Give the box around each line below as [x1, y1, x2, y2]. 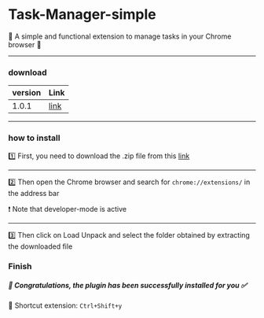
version [12, 87, 42, 98]
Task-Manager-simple [8, 6, 156, 24]
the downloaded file [8, 242, 73, 251]
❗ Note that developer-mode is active [8, 204, 127, 213]
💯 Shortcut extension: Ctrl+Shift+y [8, 301, 123, 310]
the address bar [8, 188, 60, 198]
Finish [8, 261, 32, 272]
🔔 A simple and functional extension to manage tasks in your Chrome [8, 31, 232, 41]
